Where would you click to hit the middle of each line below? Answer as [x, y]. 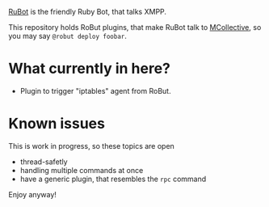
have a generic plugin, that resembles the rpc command [113, 179]
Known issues [57, 124]
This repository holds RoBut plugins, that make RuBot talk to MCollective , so [135, 27]
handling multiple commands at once [82, 170]
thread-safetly [44, 162]
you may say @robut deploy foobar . [68, 36]
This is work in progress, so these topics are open [92, 146]
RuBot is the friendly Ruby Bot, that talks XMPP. [88, 12]
